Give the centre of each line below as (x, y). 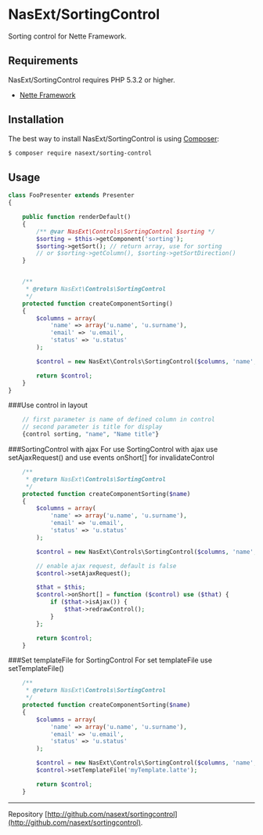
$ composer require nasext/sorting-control (80, 153)
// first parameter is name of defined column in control (119, 420)
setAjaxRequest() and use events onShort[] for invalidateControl (112, 458)
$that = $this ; (61, 587)
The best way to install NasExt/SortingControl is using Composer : (114, 138)
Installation (36, 120)
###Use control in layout (48, 405)
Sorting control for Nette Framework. (67, 36)
